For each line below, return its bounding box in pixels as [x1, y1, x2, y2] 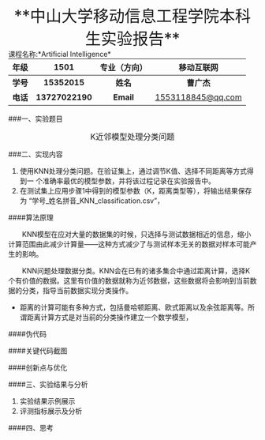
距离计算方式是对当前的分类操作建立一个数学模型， [26, 313, 193, 322]
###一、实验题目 [8, 114, 63, 123]
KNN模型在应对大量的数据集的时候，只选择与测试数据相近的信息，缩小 [22, 230, 252, 239]
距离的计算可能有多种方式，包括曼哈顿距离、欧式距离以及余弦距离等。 [19, 303, 248, 312]
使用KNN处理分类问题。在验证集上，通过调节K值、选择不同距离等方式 [19, 167, 247, 175]
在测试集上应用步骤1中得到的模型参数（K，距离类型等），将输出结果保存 [19, 186, 252, 195]
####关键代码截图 [8, 346, 68, 355]
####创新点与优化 [8, 363, 68, 372]
